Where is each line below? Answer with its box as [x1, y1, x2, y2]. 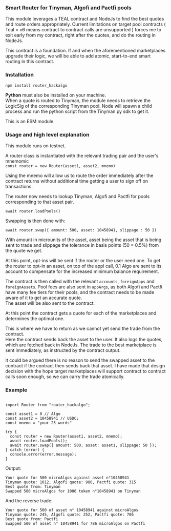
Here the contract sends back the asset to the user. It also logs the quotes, [5, 336, 163, 342]
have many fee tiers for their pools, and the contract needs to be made [5, 289, 155, 295]
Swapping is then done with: [5, 218, 66, 224]
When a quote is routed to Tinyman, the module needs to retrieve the [5, 97, 151, 104]
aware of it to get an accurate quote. [5, 294, 82, 301]
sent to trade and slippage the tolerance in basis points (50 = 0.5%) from [5, 242, 159, 248]
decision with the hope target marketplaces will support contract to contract [5, 368, 166, 374]
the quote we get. [5, 247, 42, 253]
